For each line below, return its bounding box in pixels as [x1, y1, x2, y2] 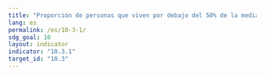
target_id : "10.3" [8, 55, 69, 63]
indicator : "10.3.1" [8, 48, 77, 55]
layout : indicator [8, 41, 69, 48]
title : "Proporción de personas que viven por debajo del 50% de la [8, 11, 238, 20]
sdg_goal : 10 [8, 33, 51, 41]
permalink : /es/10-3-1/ [8, 26, 87, 34]
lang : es [8, 19, 37, 27]
